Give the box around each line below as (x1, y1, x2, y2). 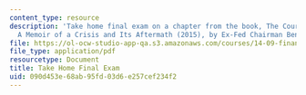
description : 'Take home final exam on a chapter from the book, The (9, 22, 280, 31)
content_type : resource (9, 13, 100, 23)
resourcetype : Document (9, 55, 100, 64)
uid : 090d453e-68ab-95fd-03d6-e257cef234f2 (9, 72, 178, 81)
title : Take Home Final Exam (9, 64, 120, 73)
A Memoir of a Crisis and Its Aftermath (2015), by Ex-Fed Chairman (17, 30, 283, 39)
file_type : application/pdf (9, 47, 117, 56)
